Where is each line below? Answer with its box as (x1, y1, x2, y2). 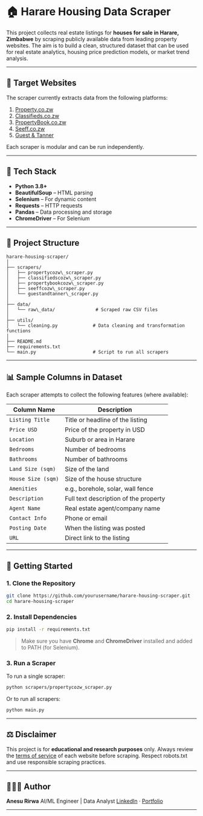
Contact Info (9, 515, 47, 522)
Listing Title (9, 416, 50, 424)
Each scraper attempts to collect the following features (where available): (6, 391, 188, 398)
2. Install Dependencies (6, 613, 77, 621)
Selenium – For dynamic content (14, 195, 97, 203)
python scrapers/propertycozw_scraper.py (6, 685, 112, 691)
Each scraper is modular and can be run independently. (6, 143, 144, 150)
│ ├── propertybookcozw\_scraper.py (6, 280, 104, 286)
